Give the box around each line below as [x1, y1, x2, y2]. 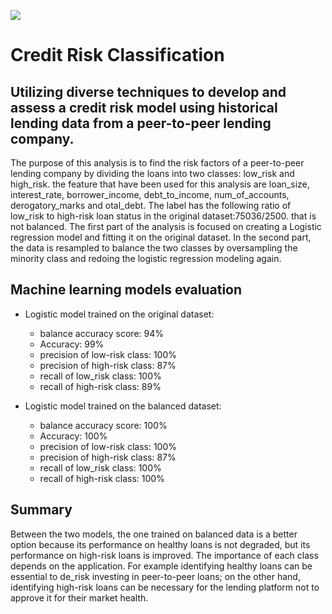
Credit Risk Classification [10, 44, 225, 67]
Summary [10, 501, 73, 519]
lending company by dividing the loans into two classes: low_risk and [10, 168, 295, 179]
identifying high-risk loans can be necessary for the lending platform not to [10, 581, 320, 593]
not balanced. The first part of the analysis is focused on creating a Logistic [10, 221, 322, 232]
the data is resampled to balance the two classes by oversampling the [10, 242, 298, 254]
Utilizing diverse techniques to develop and [10, 83, 287, 100]
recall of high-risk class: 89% [39, 380, 162, 392]
